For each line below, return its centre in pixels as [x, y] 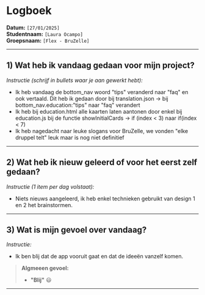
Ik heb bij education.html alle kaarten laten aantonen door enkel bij [99, 111]
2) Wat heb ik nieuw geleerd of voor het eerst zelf [102, 162]
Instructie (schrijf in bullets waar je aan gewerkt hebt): [75, 80]
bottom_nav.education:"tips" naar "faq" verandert [77, 105]
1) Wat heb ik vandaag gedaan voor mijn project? [101, 66]
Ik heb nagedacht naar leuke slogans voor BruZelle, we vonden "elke [102, 131]
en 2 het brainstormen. [44, 205]
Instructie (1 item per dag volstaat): [50, 186]
